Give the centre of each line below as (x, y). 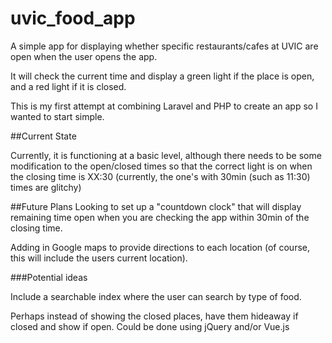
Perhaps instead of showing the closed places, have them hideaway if (154, 316)
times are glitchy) (46, 187)
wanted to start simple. (57, 116)
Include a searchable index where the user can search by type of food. (156, 296)
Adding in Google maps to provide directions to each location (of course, (160, 247)
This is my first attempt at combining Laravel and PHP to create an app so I (164, 106)
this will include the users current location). (99, 258)
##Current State (43, 136)
